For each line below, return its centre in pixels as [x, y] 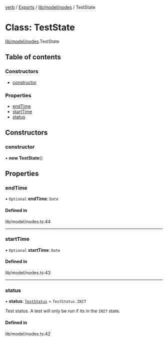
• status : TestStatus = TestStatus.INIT [46, 301]
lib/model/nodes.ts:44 [28, 221]
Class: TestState [40, 28]
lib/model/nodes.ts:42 [28, 333]
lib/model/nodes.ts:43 [28, 273]
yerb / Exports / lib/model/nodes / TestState [50, 7]
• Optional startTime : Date [33, 250]
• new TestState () [24, 158]
